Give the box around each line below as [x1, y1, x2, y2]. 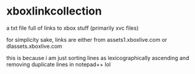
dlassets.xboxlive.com [6, 42, 62, 50]
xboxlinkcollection [6, 4, 102, 18]
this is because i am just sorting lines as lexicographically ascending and [6, 54, 189, 61]
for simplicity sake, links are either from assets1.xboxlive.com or [6, 36, 167, 43]
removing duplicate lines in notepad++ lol [6, 61, 111, 68]
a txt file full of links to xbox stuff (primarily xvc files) [6, 24, 139, 32]
